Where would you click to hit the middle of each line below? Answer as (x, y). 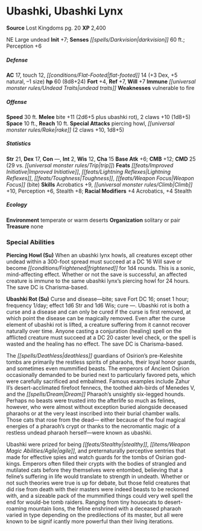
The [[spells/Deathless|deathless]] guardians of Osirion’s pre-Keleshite (94, 356)
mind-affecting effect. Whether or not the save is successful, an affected (97, 275)
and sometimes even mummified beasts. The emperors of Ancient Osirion (98, 368)
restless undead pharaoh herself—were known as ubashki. (79, 433)
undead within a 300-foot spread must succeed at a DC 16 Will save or (94, 262)
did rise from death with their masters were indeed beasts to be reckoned (97, 489)
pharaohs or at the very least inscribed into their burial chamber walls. (93, 414)
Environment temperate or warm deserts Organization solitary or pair (93, 220)
